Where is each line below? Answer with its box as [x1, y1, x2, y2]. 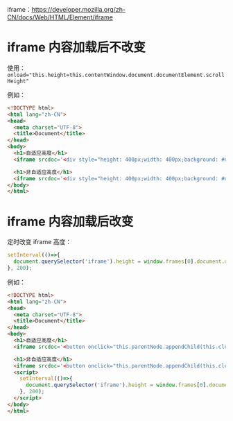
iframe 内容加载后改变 [7, 214, 134, 230]
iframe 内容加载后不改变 [7, 40, 146, 55]
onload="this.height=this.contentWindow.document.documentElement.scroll [7, 71, 225, 78]
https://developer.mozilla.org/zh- [31, 6, 126, 13]
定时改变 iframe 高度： [7, 238, 72, 246]
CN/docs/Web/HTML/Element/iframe [7, 13, 113, 22]
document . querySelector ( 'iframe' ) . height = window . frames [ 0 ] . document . [13, 258, 225, 265]
